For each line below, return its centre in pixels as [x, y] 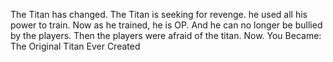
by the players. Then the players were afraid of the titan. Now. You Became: [166, 35]
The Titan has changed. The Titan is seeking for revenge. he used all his [159, 14]
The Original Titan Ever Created [75, 46]
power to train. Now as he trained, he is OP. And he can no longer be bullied [166, 25]
